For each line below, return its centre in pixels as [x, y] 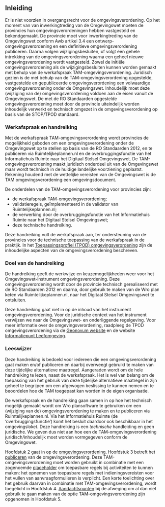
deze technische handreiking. [42, 225]
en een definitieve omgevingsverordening [95, 46]
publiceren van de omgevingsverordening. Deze [54, 457]
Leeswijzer [18, 349]
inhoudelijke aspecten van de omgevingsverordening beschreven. [72, 251]
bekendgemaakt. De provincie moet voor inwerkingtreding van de [71, 36]
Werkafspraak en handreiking [41, 127]
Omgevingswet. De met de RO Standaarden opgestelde [61, 99]
